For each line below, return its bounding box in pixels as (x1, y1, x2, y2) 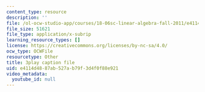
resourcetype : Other (6, 54, 59, 60)
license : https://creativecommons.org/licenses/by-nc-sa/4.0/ (6, 43, 168, 49)
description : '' (6, 15, 48, 21)
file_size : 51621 (6, 25, 51, 32)
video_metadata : (6, 71, 48, 77)
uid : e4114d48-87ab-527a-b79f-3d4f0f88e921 (6, 65, 119, 71)
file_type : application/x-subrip (6, 31, 92, 38)
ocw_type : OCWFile (6, 48, 53, 54)
